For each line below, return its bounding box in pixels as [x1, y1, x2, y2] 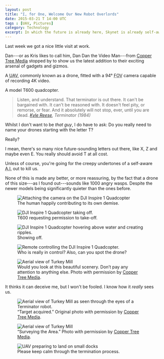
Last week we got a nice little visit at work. [5, 43, 90, 49]
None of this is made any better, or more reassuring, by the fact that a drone [5, 175, 159, 181]
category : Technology [5, 25, 49, 30]
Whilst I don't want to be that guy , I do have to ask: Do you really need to [5, 122, 152, 127]
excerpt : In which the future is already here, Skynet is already [5, 30, 143, 35]
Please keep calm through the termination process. [17, 349, 120, 354]
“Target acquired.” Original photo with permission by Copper [17, 309, 139, 315]
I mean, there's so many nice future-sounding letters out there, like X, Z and [5, 146, 158, 151]
